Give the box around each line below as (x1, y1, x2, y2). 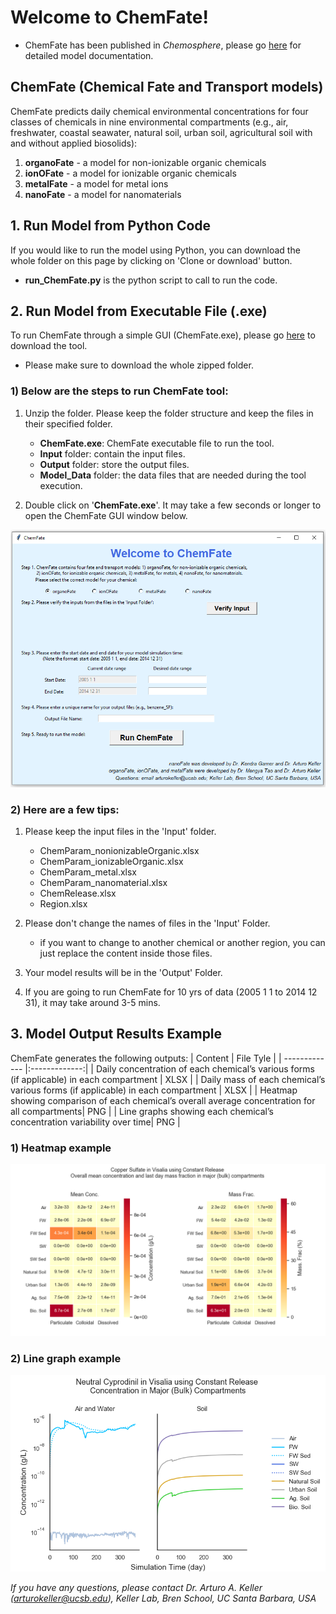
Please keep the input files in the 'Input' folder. (24, 825, 217, 837)
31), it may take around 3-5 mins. (24, 996, 161, 1008)
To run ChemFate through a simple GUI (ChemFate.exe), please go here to (10, 329, 316, 341)
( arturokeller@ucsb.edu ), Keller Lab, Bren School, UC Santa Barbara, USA (10, 1592, 317, 1605)
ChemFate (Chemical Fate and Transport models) (10, 79, 324, 96)
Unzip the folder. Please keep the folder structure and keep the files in (24, 407, 314, 419)
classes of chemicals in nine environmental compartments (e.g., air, (10, 116, 289, 128)
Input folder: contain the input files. (39, 447, 186, 460)
